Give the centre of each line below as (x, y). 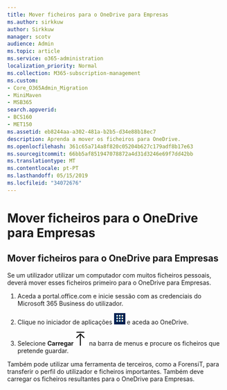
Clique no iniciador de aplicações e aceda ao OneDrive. (103, 322)
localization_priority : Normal (52, 66)
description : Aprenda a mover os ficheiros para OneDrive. (94, 139)
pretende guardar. (43, 350)
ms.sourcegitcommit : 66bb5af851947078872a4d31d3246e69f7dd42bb (100, 154)
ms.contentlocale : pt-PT (43, 169)
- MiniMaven (24, 95)
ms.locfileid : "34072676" (44, 183)
